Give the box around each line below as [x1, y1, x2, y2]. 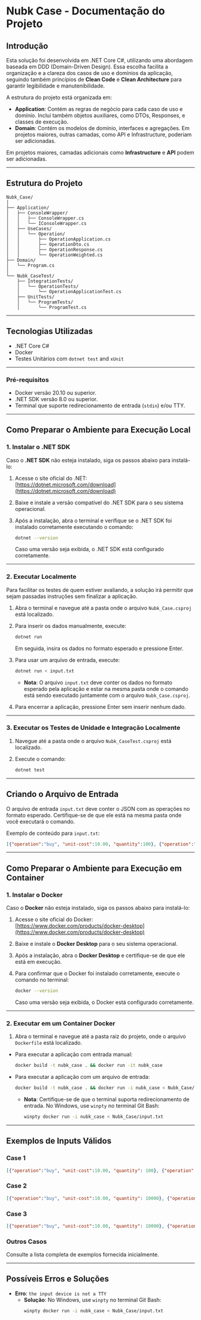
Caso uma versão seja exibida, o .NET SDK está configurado [14, 546, 165, 553]
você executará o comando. [6, 817, 75, 825]
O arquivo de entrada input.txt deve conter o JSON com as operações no [6, 805, 190, 812]
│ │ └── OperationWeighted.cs [6, 252, 103, 258]
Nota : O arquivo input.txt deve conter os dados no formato [23, 679, 172, 686]
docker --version [14, 988, 59, 994]
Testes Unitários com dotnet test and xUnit [14, 355, 124, 362]
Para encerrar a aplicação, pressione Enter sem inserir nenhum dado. [14, 703, 187, 710]
